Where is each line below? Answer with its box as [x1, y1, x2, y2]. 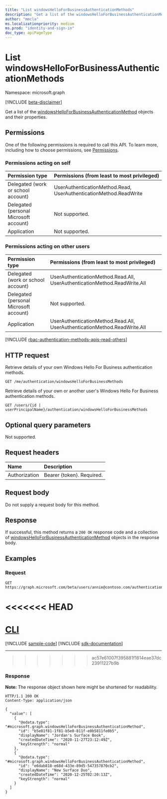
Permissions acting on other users [5, 242, 90, 249]
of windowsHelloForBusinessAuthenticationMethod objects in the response [5, 535, 160, 541]
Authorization [7, 471, 39, 478]
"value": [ [9, 711, 32, 716]
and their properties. [5, 114, 47, 120]
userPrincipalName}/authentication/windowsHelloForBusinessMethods [5, 407, 148, 412]
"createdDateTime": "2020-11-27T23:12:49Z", [18, 737, 112, 742]
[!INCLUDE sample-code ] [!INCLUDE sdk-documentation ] [5, 641, 123, 647]
